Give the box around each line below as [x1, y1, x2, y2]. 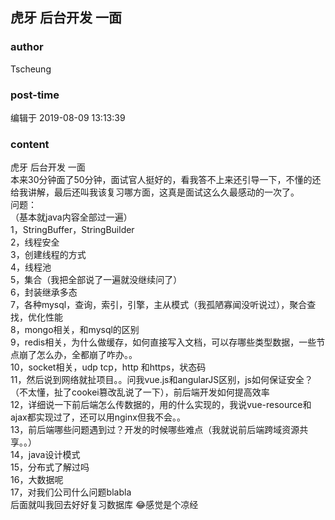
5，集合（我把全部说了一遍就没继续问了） [10, 274, 183, 286]
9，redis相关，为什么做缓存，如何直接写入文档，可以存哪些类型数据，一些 [10, 336, 317, 348]
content [10, 137, 50, 151]
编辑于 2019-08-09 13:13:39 [10, 111, 126, 123]
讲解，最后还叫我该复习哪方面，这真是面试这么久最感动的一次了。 [27, 186, 300, 198]
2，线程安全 [10, 236, 60, 248]
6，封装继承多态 [10, 286, 78, 298]
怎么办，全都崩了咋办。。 [36, 349, 138, 361]
